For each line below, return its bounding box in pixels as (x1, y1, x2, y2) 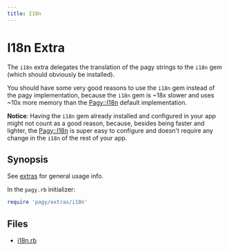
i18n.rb (17, 236, 37, 245)
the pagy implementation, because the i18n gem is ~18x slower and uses (7, 91, 215, 99)
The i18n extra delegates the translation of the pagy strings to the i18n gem (7, 63, 222, 71)
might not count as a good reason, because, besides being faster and (7, 119, 205, 127)
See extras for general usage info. (7, 172, 104, 180)
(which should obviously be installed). (7, 70, 115, 78)
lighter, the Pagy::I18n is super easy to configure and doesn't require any (7, 126, 214, 135)
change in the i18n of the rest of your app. (7, 133, 128, 142)
